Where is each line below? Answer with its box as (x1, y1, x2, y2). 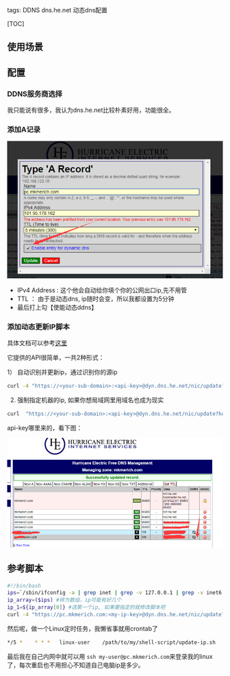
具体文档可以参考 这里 (7, 339, 67, 347)
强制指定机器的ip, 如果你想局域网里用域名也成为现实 (16, 396, 164, 404)
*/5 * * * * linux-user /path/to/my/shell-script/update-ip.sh (7, 639, 216, 646)
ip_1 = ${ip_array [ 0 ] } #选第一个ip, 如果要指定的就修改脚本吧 (7, 604, 166, 611)
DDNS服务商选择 (7, 89, 63, 98)
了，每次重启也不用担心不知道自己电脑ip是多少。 (7, 661, 144, 669)
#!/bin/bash (7, 582, 41, 589)
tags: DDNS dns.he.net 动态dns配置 (7, 6, 108, 14)
